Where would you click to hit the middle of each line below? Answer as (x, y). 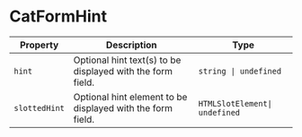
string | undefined (240, 71)
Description (132, 45)
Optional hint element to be (130, 97)
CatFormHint (58, 17)
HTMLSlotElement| (235, 103)
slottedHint (40, 108)
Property (39, 45)
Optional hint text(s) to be (127, 60)
